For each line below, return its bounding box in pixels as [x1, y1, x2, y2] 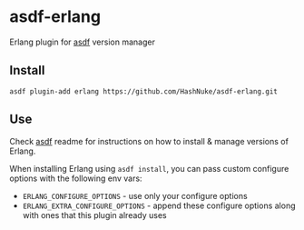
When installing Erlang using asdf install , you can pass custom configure [9, 163, 289, 174]
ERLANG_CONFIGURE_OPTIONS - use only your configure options [22, 190, 248, 201]
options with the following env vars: [9, 173, 142, 184]
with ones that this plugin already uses [22, 209, 167, 220]
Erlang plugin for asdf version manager [9, 36, 156, 47]
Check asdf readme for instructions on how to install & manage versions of [9, 135, 289, 146]
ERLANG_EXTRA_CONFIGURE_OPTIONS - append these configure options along [22, 200, 297, 211]
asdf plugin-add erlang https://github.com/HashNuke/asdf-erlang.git [9, 86, 279, 96]
